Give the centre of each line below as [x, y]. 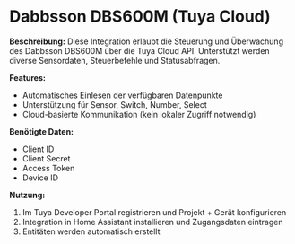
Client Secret [46, 158]
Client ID [38, 149]
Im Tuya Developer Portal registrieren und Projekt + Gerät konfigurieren [154, 212]
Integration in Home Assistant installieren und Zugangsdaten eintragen [152, 222]
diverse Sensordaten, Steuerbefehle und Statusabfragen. [115, 60]
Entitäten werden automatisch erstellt [91, 231]
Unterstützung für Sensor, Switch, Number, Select [115, 104]
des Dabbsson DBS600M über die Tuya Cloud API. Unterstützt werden [140, 50]
